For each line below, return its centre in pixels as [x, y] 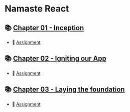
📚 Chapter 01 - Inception [44, 28]
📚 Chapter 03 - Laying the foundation [65, 90]
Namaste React [37, 9]
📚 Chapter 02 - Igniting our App [56, 59]
